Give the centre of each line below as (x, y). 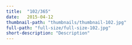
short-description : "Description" (48, 33)
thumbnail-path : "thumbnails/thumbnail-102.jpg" (66, 22)
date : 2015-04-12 (30, 17)
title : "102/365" (28, 11)
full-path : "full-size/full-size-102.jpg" (58, 28)
